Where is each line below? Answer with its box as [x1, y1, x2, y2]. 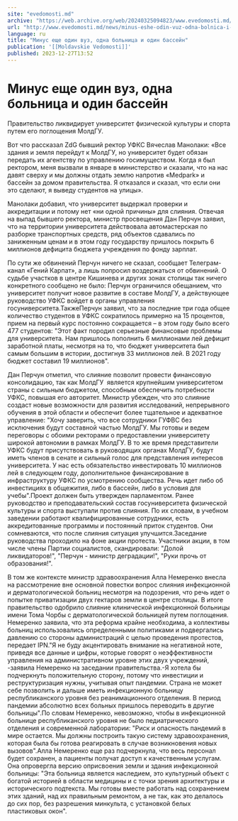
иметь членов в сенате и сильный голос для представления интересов [7, 453, 224, 462]
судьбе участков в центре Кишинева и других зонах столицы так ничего [7, 273, 227, 282]
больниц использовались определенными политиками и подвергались [7, 626, 224, 634]
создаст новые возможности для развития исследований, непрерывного [7, 401, 230, 409]
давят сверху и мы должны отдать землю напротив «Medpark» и [7, 170, 205, 179]
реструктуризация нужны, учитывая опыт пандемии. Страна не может [7, 678, 222, 687]
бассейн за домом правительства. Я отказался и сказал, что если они [7, 178, 221, 187]
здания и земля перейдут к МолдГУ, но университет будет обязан [7, 148, 208, 156]
